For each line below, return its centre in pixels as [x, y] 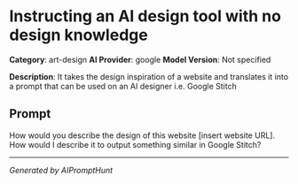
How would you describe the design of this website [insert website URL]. [142, 135]
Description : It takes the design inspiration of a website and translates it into [149, 76]
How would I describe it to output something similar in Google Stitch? [135, 144]
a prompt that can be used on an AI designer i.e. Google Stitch [123, 86]
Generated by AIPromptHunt [61, 170]
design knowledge [78, 35]
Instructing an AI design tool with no [145, 16]
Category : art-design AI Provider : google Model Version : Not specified [140, 59]
